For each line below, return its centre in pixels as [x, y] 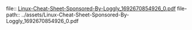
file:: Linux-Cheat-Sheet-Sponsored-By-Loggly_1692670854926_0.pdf [91, 9]
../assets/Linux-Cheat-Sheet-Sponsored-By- [75, 15]
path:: [13, 15]
